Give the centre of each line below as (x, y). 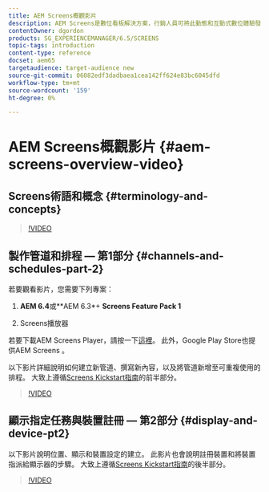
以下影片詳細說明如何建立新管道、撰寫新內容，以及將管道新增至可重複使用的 (134, 368)
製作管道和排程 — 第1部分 (71, 256)
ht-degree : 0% (32, 98)
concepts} (35, 209)
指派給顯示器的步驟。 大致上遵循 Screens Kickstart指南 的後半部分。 (119, 464)
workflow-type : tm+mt (44, 83)
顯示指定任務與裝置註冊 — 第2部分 (93, 421)
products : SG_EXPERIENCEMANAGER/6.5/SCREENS (84, 38)
